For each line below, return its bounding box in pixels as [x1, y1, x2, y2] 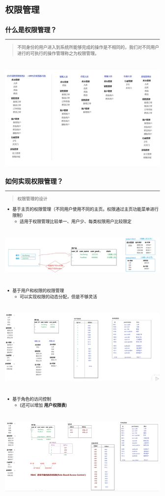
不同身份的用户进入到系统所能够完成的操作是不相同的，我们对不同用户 [17, 44, 160, 50]
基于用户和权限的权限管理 [12, 288, 64, 293]
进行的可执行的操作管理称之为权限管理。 [17, 50, 99, 56]
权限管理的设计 [17, 196, 48, 202]
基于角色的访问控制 [12, 396, 52, 402]
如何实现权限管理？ [5, 177, 63, 185]
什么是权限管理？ [5, 26, 57, 34]
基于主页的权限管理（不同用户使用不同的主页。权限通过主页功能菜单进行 [12, 206, 159, 212]
